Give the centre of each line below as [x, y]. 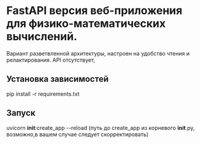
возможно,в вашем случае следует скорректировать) [78, 134]
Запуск [21, 113]
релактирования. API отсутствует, [51, 60]
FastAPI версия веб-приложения [94, 11]
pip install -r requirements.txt [43, 94]
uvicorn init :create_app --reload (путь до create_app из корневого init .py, [100, 128]
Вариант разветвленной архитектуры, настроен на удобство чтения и [98, 53]
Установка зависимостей [58, 79]
